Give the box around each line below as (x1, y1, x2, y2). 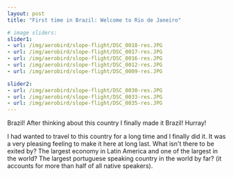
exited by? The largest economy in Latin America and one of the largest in (7, 147, 218, 155)
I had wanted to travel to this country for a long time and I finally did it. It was (7, 133, 226, 141)
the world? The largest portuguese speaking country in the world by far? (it (7, 154, 222, 163)
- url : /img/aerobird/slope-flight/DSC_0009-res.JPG (7, 67, 163, 75)
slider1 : (7, 35, 33, 42)
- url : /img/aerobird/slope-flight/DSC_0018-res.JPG (7, 42, 163, 49)
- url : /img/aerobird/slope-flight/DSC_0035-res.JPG (7, 100, 163, 107)
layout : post (7, 10, 45, 17)
